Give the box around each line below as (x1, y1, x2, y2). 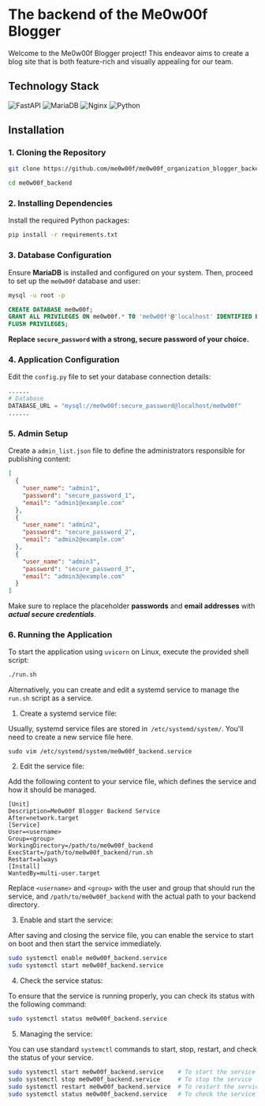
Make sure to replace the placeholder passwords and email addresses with (8, 601, 256, 611)
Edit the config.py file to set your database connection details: (8, 372, 211, 382)
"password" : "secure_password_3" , (22, 565, 136, 573)
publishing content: (8, 454, 71, 464)
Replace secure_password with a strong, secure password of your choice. (8, 334, 250, 344)
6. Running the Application (8, 630, 113, 641)
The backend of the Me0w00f (8, 6, 208, 24)
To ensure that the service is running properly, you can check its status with (8, 992, 255, 1001)
